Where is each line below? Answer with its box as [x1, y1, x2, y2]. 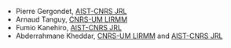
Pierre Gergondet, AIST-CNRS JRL [15, 7, 127, 15]
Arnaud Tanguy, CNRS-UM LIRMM [15, 15, 128, 24]
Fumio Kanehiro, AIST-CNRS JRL [15, 23, 123, 32]
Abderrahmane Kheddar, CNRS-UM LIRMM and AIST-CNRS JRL [15, 31, 223, 40]
